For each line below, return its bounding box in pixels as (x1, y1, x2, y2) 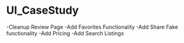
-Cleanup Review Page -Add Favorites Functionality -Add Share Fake (6, 23, 179, 30)
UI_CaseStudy (6, 4, 79, 17)
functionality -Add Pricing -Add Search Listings (6, 29, 124, 36)
